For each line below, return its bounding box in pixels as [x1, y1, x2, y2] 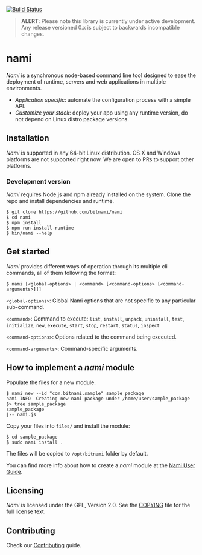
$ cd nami [6, 214, 31, 221]
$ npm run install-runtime [6, 225, 74, 231]
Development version [6, 177, 71, 185]
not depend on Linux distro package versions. [14, 115, 130, 122]
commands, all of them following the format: [6, 269, 116, 276]
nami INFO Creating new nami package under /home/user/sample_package [6, 396, 190, 402]
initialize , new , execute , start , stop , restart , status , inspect [6, 321, 160, 328]
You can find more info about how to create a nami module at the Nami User [6, 461, 195, 469]
